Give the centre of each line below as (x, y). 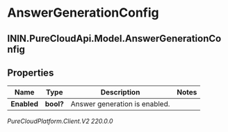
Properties (31, 73)
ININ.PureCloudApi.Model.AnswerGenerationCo (114, 39)
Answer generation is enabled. (120, 104)
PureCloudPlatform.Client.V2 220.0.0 (60, 121)
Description (120, 92)
